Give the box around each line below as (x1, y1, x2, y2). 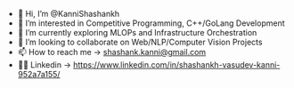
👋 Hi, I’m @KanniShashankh (17, 9, 120, 19)
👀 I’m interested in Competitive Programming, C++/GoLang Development (17, 18, 285, 28)
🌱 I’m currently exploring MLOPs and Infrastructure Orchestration (17, 28, 257, 37)
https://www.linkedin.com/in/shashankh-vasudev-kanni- (72, 60, 281, 70)
